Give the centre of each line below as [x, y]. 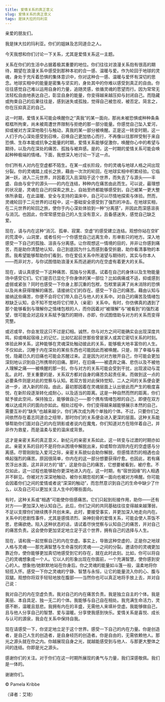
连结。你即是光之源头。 [37, 648]
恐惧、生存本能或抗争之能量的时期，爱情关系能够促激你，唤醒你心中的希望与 [82, 142]
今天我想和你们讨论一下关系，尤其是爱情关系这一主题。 [61, 54]
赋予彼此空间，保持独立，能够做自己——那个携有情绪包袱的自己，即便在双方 [82, 399]
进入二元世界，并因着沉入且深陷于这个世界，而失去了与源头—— [86, 178]
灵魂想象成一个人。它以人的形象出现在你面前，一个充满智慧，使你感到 [84, 559]
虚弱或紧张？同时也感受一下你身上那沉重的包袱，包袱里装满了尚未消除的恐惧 [82, 284]
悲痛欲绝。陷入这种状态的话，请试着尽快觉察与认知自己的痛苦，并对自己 [87, 524]
